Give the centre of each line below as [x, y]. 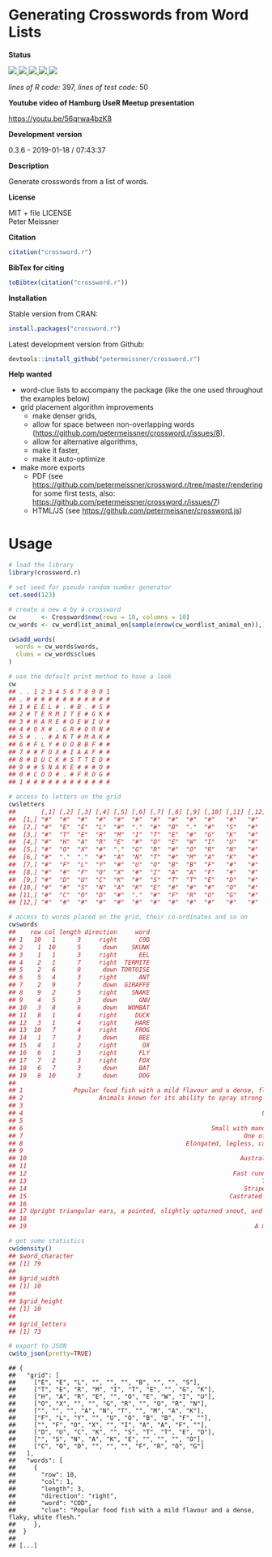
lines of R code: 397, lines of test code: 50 [78, 87]
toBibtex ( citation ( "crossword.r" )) [68, 282]
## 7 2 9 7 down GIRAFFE [79, 985]
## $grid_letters [38, 1324]
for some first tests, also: [74, 493]
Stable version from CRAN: [53, 313]
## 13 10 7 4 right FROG [79, 1030]
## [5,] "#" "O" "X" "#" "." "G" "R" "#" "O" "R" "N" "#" [134, 849]
